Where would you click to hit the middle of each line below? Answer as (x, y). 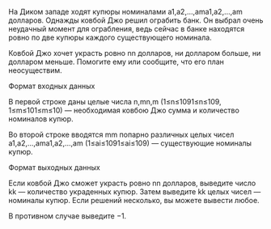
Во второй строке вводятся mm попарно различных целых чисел (121, 134)
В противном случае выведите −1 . (68, 216)
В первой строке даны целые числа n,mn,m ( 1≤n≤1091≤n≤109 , (115, 102)
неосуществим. (35, 70)
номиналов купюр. (41, 119)
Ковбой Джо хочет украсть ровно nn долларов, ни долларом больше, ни (135, 53)
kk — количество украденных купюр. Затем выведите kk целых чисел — (135, 192)
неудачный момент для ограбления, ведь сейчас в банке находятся (127, 29)
